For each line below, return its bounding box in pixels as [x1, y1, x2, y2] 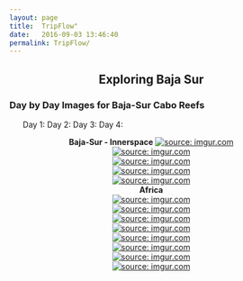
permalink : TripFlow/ [9, 38, 91, 48]
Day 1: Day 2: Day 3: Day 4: [22, 119, 123, 130]
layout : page [9, 13, 58, 23]
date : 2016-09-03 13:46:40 [9, 30, 119, 39]
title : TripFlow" [9, 22, 78, 31]
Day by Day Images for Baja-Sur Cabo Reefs [9, 98, 205, 111]
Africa [139, 184, 164, 195]
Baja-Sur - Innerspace [68, 136, 154, 147]
